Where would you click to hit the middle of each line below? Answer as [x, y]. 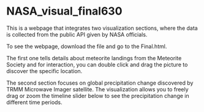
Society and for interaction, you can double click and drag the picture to [97, 65]
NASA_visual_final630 [64, 11]
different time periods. [34, 102]
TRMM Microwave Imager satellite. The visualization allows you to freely [97, 89]
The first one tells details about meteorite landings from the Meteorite [94, 58]
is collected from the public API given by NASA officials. [77, 34]
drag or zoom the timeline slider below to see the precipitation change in [98, 96]
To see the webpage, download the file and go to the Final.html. [87, 46]
